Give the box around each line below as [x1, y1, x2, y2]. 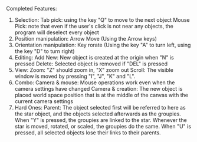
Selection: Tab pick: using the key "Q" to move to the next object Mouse [14, 16, 190, 23]
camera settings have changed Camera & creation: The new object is [14, 85, 183, 92]
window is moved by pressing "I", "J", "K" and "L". [14, 73, 136, 80]
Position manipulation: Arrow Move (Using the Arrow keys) [14, 35, 157, 42]
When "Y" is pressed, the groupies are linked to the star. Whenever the [14, 117, 187, 123]
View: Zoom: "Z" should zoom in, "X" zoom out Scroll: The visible [14, 67, 174, 73]
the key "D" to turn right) [14, 48, 75, 55]
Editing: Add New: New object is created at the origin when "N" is [14, 54, 174, 61]
